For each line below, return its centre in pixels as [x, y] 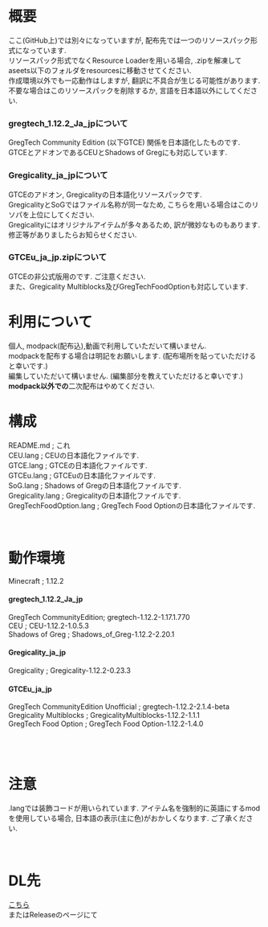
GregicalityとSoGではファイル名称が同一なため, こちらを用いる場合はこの [130, 204]
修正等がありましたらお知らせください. [73, 235]
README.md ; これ [39, 445]
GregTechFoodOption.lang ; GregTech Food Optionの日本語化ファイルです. [132, 505]
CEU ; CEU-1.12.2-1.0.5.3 [49, 626]
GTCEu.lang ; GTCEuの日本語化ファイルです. [82, 475]
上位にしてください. [62, 215]
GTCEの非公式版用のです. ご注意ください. [77, 276]
